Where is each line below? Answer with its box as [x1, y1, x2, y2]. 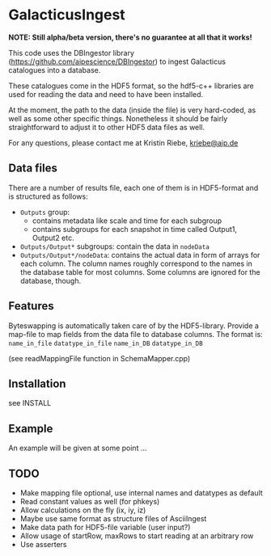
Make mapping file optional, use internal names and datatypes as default [19, 488, 263, 498]
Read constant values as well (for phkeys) [19, 497, 160, 506]
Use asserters [19, 540, 67, 549]
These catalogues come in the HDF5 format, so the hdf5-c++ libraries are [8, 81, 255, 91]
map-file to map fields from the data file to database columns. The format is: [8, 329, 263, 339]
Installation [8, 377, 66, 390]
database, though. [19, 276, 82, 285]
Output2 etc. [32, 233, 74, 242]
